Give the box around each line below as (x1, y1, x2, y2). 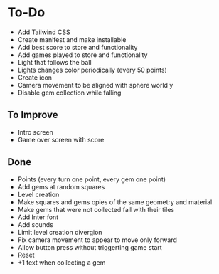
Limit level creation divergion (17, 228, 102, 236)
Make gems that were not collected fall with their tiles (17, 205, 175, 214)
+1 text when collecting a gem (17, 258, 106, 267)
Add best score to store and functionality (17, 43, 138, 51)
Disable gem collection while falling (17, 88, 122, 97)
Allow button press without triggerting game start (17, 243, 162, 251)
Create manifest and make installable (17, 35, 127, 43)
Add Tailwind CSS (17, 28, 71, 36)
